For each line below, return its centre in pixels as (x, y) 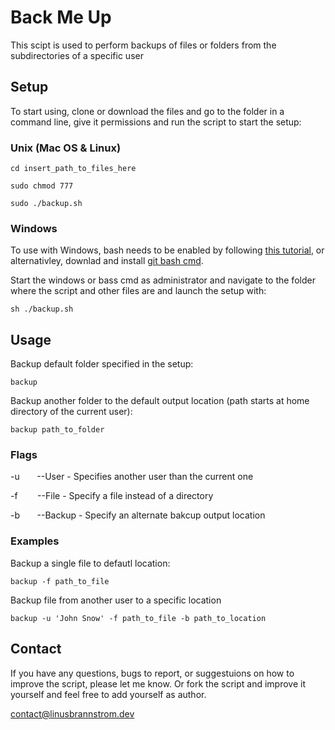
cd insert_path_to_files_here (73, 169)
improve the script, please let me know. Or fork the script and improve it (158, 683)
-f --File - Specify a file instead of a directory (112, 496)
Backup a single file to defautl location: (90, 563)
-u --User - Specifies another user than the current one (132, 477)
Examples (35, 541)
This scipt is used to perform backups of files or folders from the (143, 45)
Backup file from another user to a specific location (116, 600)
